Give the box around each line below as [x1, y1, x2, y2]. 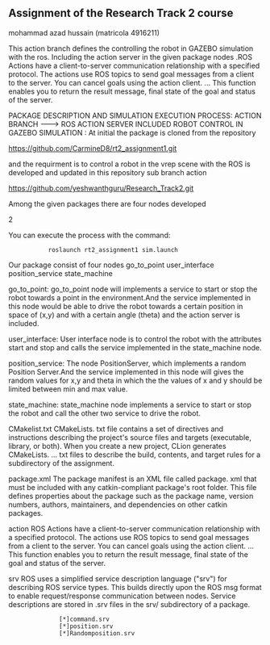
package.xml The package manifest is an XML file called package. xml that [8, 474, 257, 484]
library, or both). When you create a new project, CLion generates [8, 441, 227, 450]
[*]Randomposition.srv [59, 629, 135, 637]
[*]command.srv [59, 615, 110, 623]
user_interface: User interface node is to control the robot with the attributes [8, 334, 262, 344]
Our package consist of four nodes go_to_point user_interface [8, 260, 215, 270]
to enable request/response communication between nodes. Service [8, 591, 236, 601]
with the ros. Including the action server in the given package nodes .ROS [8, 52, 253, 61]
